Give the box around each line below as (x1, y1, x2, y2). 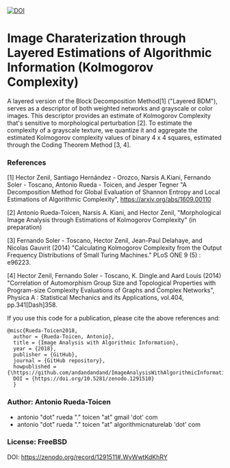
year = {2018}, (13, 345, 57, 353)
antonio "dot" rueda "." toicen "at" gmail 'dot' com (16, 412, 158, 421)
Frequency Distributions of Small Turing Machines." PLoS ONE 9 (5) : (7, 251, 201, 259)
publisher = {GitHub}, (13, 351, 78, 358)
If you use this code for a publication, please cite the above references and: (7, 314, 220, 323)
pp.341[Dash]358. (7, 301, 58, 309)
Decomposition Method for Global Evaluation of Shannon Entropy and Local (7, 188, 220, 196)
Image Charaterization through (7, 31, 186, 46)
